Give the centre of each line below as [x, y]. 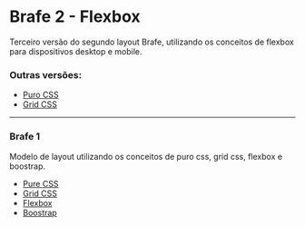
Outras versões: [46, 74]
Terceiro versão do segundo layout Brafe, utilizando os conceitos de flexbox [152, 42]
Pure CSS [40, 183]
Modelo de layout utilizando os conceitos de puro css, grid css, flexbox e [146, 156]
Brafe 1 [25, 136]
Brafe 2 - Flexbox [75, 17]
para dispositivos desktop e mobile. [76, 51]
